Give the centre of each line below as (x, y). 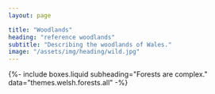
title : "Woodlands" (40, 30)
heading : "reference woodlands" (61, 37)
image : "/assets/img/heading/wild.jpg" (74, 52)
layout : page (30, 15)
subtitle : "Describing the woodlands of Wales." (90, 44)
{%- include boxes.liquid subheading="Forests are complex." (108, 74)
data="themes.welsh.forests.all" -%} (68, 83)
